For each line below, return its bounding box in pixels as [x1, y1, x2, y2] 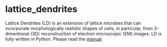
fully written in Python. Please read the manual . [5, 36, 103, 42]
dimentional [5, 30, 30, 36]
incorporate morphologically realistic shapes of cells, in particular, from [5, 25, 153, 31]
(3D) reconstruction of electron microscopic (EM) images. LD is [30, 30, 162, 36]
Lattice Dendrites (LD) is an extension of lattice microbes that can [5, 20, 141, 26]
